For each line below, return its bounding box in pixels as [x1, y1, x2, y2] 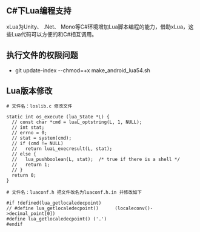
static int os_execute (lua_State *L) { [6, 114, 110, 120]
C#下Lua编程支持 [6, 5, 72, 16]
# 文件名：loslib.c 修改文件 [6, 103, 73, 109]
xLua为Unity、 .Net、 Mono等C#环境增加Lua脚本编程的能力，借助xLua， [6, 23, 189, 30]
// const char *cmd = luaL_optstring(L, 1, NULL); [12, 119, 142, 126]
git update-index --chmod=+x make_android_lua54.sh [15, 66, 150, 74]
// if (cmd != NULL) [12, 140, 64, 147]
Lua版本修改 [6, 86, 53, 96]
